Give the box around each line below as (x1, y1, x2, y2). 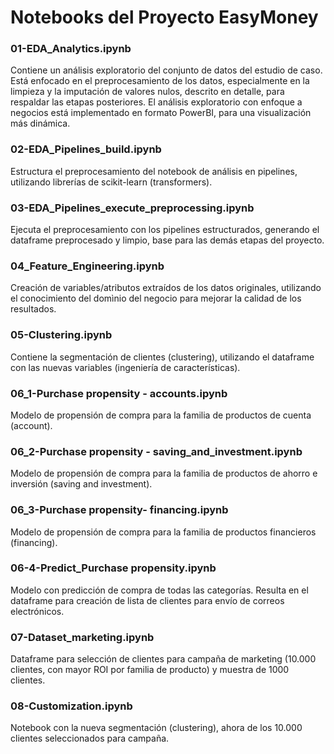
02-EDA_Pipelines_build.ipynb (10, 142, 162, 156)
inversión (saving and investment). (10, 478, 153, 490)
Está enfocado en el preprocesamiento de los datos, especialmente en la (10, 75, 310, 87)
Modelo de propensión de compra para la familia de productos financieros (10, 526, 317, 538)
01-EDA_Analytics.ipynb (10, 42, 132, 56)
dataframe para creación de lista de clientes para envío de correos (10, 594, 285, 606)
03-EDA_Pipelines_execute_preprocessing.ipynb (10, 201, 255, 215)
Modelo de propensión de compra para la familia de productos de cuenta (10, 409, 312, 421)
